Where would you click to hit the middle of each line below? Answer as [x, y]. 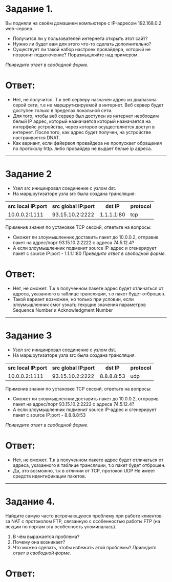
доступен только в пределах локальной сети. [62, 110]
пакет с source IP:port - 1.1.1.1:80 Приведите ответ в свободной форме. [89, 253]
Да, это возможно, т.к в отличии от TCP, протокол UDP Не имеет [84, 470]
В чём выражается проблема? [46, 536]
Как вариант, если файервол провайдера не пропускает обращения [87, 143]
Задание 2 [29, 174]
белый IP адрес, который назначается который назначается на [82, 121]
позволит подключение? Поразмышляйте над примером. [76, 55]
